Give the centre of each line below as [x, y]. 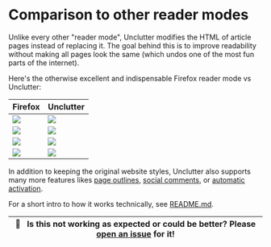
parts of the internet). [44, 63]
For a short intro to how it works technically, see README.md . [111, 204]
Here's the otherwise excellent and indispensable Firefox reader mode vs [130, 78]
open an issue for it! [135, 233]
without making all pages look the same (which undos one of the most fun [131, 54]
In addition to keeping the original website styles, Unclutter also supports [130, 171]
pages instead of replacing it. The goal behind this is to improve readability [132, 45]
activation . [26, 188]
